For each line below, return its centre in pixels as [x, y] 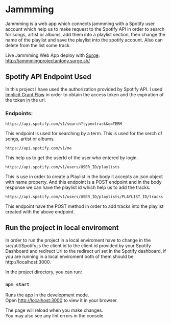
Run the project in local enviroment [62, 228]
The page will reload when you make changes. [54, 310]
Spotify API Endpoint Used [48, 77]
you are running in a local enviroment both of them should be [69, 256]
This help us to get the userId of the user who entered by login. [72, 158]
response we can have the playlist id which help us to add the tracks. [78, 187]
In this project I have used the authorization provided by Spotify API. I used [84, 89]
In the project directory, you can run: [44, 272]
